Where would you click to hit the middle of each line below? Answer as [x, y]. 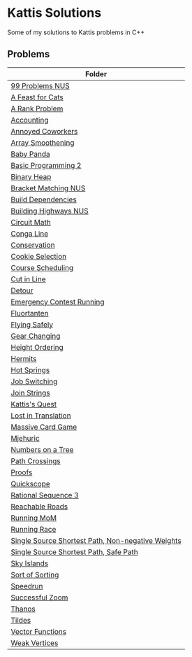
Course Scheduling [42, 267]
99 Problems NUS [40, 85]
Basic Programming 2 [46, 165]
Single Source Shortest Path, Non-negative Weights [96, 540]
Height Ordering [37, 347]
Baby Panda [30, 154]
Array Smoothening [43, 143]
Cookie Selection [39, 256]
